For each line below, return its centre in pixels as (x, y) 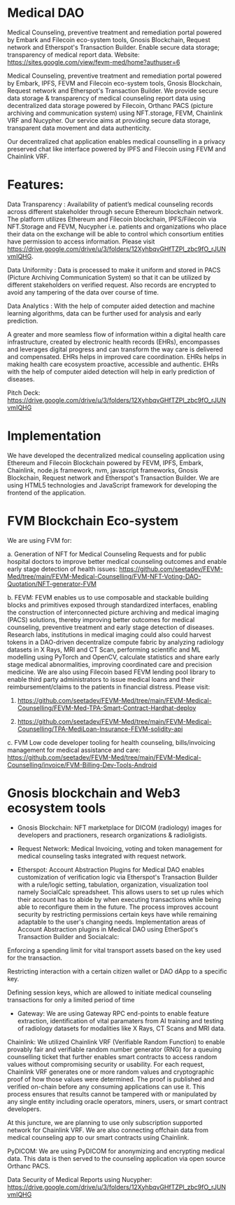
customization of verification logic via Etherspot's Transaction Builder (117, 877)
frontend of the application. (47, 492)
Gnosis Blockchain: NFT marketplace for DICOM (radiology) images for (120, 827)
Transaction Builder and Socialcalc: (68, 936)
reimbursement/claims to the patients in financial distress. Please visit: (109, 687)
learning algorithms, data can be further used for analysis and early (104, 313)
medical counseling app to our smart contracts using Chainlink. (98, 1137)
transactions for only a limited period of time (71, 999)
